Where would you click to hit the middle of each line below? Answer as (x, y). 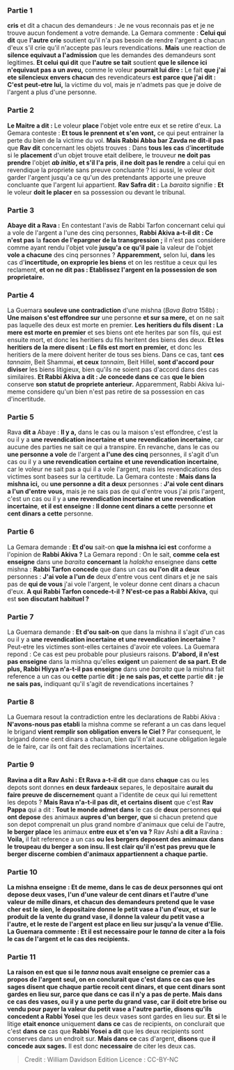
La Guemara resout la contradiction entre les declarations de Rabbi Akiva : (114, 717)
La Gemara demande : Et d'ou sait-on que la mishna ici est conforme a (109, 547)
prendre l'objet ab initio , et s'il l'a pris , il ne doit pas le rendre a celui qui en (116, 162)
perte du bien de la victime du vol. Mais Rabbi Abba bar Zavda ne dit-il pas (116, 140)
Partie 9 (21, 765)
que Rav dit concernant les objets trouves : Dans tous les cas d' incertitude (116, 148)
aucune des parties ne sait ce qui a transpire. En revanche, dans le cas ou (113, 447)
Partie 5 (21, 417)
